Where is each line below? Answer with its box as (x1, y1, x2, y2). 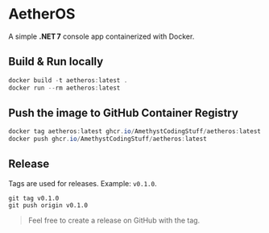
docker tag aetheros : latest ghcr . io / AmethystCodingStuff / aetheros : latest (8, 127, 262, 135)
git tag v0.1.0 (8, 194, 60, 202)
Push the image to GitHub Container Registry (8, 106, 239, 119)
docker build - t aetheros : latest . (8, 76, 128, 85)
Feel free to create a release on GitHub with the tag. (27, 215, 201, 225)
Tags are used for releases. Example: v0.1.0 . (8, 178, 157, 188)
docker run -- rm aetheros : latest (8, 84, 121, 92)
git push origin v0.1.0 (8, 201, 89, 210)
